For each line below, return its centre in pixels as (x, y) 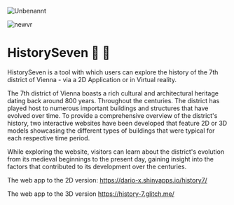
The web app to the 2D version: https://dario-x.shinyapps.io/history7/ (108, 180)
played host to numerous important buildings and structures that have (108, 108)
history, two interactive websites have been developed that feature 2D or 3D (117, 123)
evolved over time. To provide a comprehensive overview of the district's (112, 115)
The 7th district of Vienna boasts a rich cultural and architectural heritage (113, 93)
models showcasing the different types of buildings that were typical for (111, 131)
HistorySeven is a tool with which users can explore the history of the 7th (113, 72)
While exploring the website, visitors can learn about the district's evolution (116, 152)
